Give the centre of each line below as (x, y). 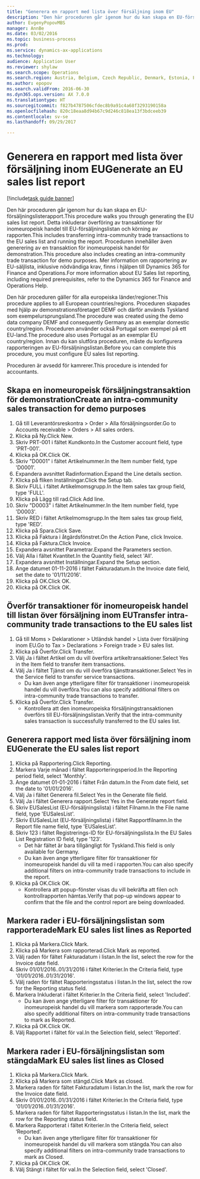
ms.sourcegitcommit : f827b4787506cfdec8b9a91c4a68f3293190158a (87, 105)
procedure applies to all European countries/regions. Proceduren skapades (99, 304)
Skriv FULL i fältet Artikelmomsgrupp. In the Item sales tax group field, (100, 486)
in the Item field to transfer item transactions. (70, 664)
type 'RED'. (29, 524)
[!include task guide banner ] (41, 198)
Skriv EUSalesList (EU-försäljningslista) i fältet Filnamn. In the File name (102, 807)
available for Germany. (52, 851)
